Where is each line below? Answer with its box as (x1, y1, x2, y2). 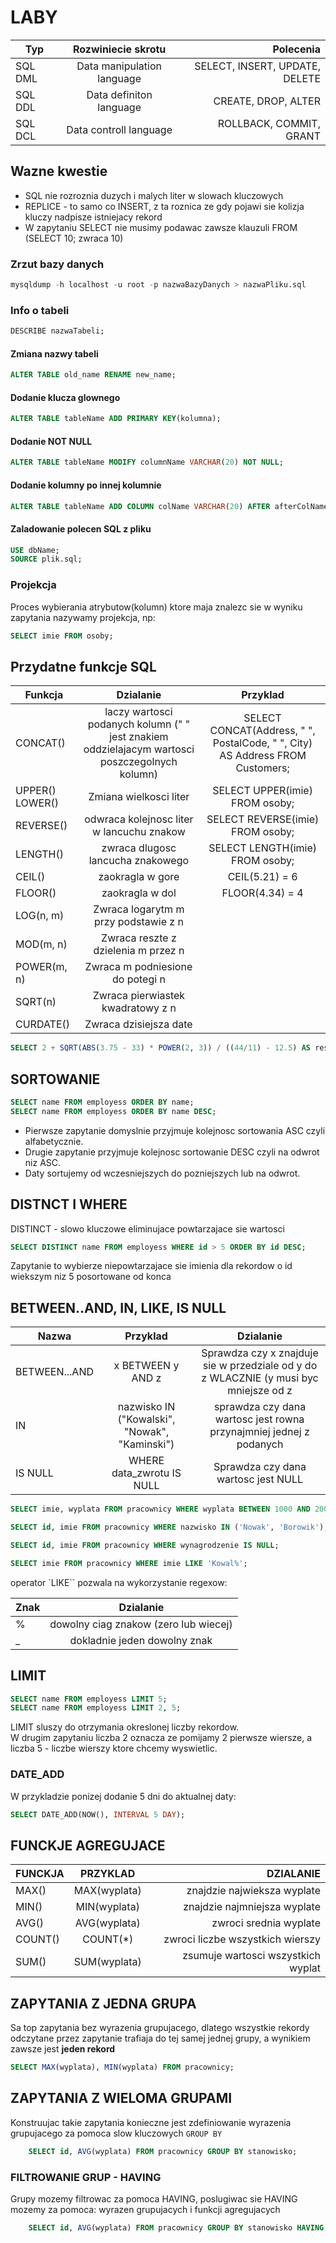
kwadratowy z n (101, 1001, 177, 1015)
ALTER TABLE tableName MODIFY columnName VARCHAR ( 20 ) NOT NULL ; (10, 457, 284, 468)
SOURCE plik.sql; (10, 554, 83, 565)
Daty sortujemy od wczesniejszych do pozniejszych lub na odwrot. (24, 1167, 301, 1179)
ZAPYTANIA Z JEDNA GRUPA (10, 1995, 197, 2012)
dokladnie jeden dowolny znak (69, 1633, 213, 1647)
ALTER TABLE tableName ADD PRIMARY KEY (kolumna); (10, 414, 222, 424)
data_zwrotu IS (111, 1466, 182, 1480)
